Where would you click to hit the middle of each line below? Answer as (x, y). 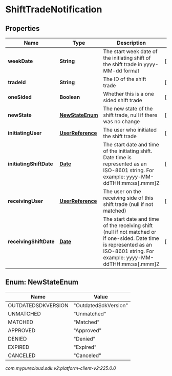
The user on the (122, 191)
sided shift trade (123, 100)
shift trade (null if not (128, 204)
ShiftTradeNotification (54, 10)
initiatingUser (25, 133)
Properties (23, 29)
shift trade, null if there (130, 115)
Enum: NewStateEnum (42, 282)
